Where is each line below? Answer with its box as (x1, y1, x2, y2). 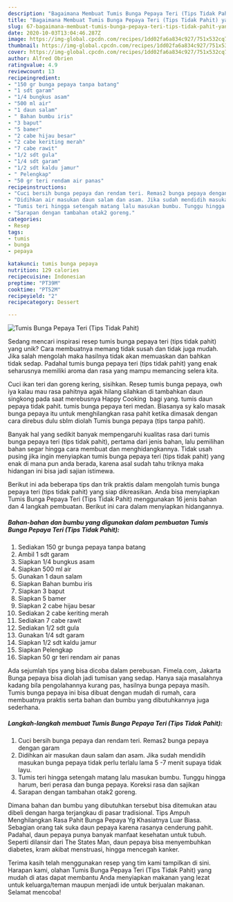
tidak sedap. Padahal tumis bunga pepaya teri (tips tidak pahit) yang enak (8, 359, 217, 368)
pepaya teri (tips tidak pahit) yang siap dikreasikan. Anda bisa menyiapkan (8, 488, 220, 496)
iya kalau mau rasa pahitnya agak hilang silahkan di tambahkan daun (8, 388, 203, 396)
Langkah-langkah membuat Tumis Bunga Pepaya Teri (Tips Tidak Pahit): (8, 719, 223, 727)
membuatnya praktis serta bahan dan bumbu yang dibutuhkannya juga (8, 696, 209, 704)
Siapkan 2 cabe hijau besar (17, 602, 95, 610)
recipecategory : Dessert (8, 299, 80, 306)
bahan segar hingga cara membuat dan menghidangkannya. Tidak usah (8, 445, 213, 453)
